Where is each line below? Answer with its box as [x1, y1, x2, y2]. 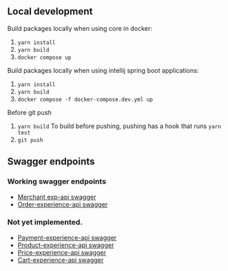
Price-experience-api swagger [17, 248, 107, 256]
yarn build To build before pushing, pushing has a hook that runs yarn [17, 122, 222, 130]
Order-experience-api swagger [17, 200, 108, 209]
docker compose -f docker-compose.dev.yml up [17, 96, 153, 103]
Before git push [7, 108, 52, 116]
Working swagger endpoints [7, 176, 107, 186]
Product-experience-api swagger [17, 241, 114, 249]
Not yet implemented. [7, 217, 83, 227]
